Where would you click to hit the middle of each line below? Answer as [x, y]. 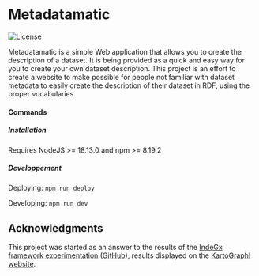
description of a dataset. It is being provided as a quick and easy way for [126, 60]
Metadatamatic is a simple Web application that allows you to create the [125, 51]
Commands [28, 112]
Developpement [35, 168]
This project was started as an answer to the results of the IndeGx [115, 248]
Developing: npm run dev [48, 203]
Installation [27, 130]
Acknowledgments [56, 228]
